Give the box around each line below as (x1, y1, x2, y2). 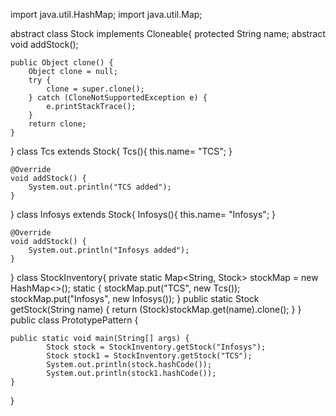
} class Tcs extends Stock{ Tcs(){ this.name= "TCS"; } (10, 145, 233, 157)
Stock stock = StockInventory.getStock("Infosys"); (46, 342, 267, 352)
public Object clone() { (10, 58, 114, 68)
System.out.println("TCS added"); (28, 182, 172, 192)
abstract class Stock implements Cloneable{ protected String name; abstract (10, 28, 326, 39)
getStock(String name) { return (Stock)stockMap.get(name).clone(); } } (10, 304, 302, 315)
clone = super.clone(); (46, 84, 145, 94)
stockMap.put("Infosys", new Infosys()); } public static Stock (10, 293, 260, 304)
